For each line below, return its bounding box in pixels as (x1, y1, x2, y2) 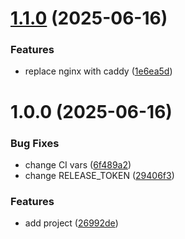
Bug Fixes (10, 136, 60, 150)
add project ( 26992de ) (24, 217, 119, 229)
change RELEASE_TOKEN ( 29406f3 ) (24, 169, 175, 181)
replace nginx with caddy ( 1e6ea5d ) (24, 65, 173, 77)
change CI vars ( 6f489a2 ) (24, 158, 132, 171)
